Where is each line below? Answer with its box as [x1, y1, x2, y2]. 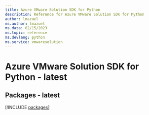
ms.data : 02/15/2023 [5, 26, 48, 31]
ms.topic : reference [5, 30, 48, 35]
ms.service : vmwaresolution [5, 40, 63, 45]
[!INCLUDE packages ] [5, 104, 50, 110]
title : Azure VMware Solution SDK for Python [5, 7, 100, 12]
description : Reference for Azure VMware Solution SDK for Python [5, 12, 145, 17]
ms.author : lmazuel [5, 21, 45, 26]
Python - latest [5, 71, 68, 82]
